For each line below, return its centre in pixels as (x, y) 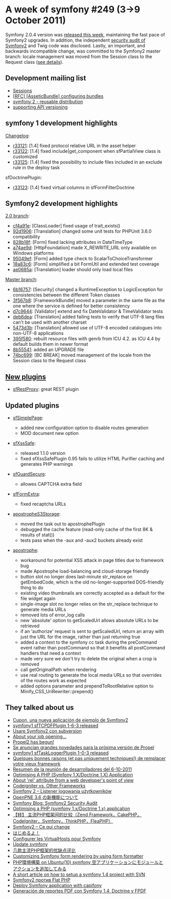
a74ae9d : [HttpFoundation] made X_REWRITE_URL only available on (84, 248)
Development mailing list (46, 78)
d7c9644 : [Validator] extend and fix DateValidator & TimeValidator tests (88, 311)
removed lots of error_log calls (53, 615)
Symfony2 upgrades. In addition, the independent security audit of (76, 40)
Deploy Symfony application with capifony (57, 885)
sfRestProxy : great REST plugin (46, 389)
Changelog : (17, 135)
